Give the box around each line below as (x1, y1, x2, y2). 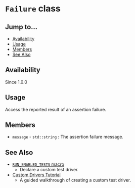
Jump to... (5, 23, 38, 31)
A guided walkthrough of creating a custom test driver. (19, 177, 131, 183)
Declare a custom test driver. (19, 167, 79, 173)
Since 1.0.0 (5, 79, 28, 85)
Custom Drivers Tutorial (12, 172, 61, 178)
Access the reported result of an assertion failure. (5, 106, 106, 112)
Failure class (5, 3, 61, 14)
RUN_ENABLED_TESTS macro (12, 161, 64, 167)
